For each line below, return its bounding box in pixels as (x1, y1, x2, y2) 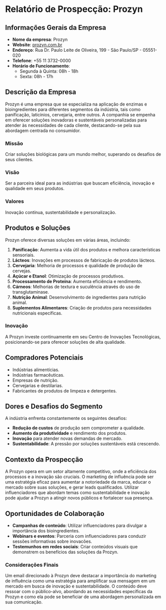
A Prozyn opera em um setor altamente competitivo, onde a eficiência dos (5, 469, 157, 475)
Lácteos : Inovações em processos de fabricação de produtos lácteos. (12, 257, 156, 263)
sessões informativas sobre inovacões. (12, 538, 93, 544)
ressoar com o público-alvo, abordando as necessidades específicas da (5, 589, 153, 595)
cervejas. (12, 268, 31, 274)
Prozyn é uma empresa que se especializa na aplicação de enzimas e (5, 101, 147, 107)
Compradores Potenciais (5, 353, 83, 362)
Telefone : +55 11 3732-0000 (12, 58, 71, 63)
